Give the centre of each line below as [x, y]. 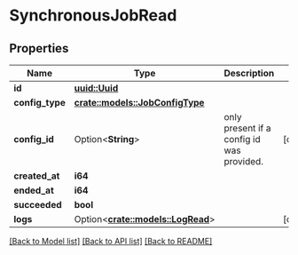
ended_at [34, 190]
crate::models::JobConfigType [139, 103]
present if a [247, 128]
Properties [39, 48]
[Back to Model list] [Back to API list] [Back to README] [111, 241]
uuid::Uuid [96, 88]
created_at [37, 176]
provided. [244, 161]
